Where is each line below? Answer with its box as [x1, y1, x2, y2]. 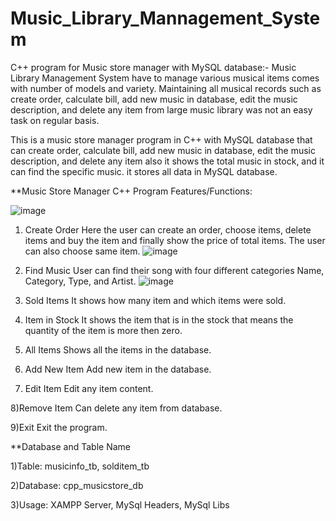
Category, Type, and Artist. [24, 275, 137, 287]
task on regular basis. [10, 114, 100, 126]
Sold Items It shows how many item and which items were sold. [24, 294, 287, 306]
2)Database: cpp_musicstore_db [10, 479, 144, 491]
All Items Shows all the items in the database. [24, 343, 212, 356]
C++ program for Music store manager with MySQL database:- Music [10, 61, 297, 73]
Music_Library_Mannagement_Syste [10, 7, 321, 30]
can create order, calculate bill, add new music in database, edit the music [10, 144, 316, 156]
